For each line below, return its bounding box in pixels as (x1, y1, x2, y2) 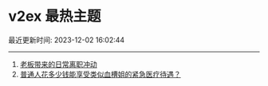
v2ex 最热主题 (8, 7, 101, 25)
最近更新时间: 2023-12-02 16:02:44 (8, 35, 125, 45)
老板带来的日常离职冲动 (19, 59, 97, 68)
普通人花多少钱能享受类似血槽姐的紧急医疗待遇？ (19, 69, 181, 79)
